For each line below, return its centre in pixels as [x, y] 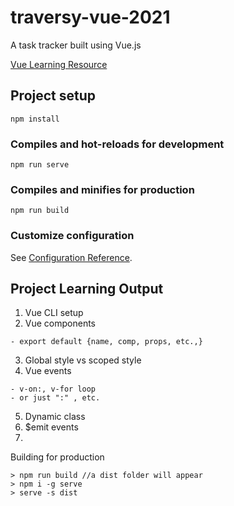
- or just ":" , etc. [55, 398]
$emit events [51, 427]
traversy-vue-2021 [90, 17]
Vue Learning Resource [59, 64]
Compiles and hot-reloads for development [117, 144]
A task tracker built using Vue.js [76, 45]
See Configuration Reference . [71, 257]
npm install [35, 119]
